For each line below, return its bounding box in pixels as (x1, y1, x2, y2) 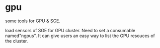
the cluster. (5, 38, 28, 44)
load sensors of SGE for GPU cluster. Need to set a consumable (5, 27, 136, 33)
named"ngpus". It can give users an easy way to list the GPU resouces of (5, 33, 155, 39)
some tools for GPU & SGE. (5, 18, 61, 24)
